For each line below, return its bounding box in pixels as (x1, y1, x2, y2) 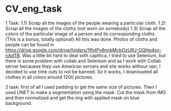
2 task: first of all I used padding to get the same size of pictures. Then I (5, 84, 157, 90)
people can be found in (5, 41, 54, 47)
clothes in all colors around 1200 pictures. (5, 74, 94, 80)
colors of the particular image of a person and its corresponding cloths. (5, 31, 156, 37)
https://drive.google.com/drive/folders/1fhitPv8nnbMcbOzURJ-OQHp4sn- (5, 47, 162, 53)
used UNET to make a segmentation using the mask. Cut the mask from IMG (5, 89, 166, 95)
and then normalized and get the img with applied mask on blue (5, 95, 140, 101)
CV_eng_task (5, 3, 62, 15)
